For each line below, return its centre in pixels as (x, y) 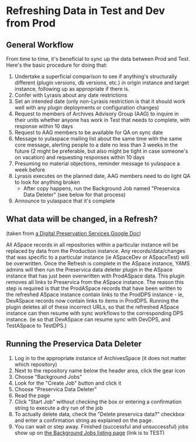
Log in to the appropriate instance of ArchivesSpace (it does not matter (100, 358)
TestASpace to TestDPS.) (37, 325)
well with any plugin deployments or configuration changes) (87, 107)
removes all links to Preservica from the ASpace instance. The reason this (95, 282)
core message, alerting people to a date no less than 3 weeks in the (96, 145)
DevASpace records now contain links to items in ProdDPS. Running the (92, 300)
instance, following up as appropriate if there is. (72, 89)
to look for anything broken (47, 182)
